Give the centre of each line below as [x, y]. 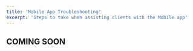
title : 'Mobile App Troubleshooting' [54, 12]
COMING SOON [36, 42]
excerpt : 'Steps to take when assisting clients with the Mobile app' [97, 17]
